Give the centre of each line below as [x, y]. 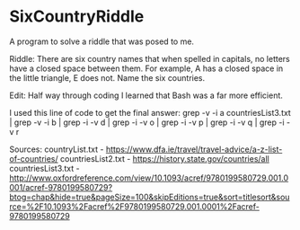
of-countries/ [34, 158]
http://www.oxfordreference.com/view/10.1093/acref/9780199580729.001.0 [149, 178]
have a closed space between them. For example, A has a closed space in [146, 68]
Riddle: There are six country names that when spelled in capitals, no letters [150, 58]
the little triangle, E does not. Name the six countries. [107, 77]
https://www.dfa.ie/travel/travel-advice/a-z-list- [194, 149]
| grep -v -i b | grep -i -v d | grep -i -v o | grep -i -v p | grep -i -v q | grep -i [147, 122]
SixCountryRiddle [77, 17]
